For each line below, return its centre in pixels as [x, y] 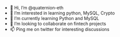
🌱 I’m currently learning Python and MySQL [54, 18]
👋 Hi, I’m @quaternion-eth [37, 8]
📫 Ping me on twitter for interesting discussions [59, 29]
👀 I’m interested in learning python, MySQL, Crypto [62, 13]
